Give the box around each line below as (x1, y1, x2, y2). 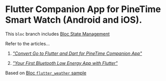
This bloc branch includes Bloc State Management (5, 31, 110, 37)
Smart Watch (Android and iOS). (5, 14, 142, 26)
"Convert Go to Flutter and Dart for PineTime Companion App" (12, 50, 142, 56)
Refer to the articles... (5, 40, 50, 46)
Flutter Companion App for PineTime (5, 4, 161, 15)
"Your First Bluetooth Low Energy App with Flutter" (12, 60, 118, 66)
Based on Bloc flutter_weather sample (5, 69, 87, 76)
